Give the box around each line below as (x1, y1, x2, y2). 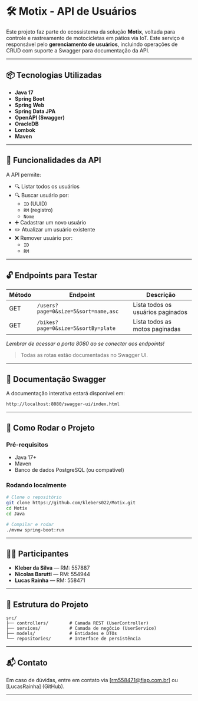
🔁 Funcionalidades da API (6, 156, 101, 166)
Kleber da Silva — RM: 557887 (14, 564, 90, 571)
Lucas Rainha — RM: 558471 (14, 577, 85, 584)
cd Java (6, 511, 25, 517)
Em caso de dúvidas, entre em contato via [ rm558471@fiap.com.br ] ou (6, 676, 179, 683)
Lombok (14, 126, 35, 133)
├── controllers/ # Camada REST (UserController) (6, 620, 149, 626)
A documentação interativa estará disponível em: (6, 390, 125, 397)
